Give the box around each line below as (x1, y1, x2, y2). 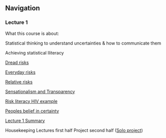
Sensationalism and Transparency (5, 88, 75, 94)
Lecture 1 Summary (5, 117, 45, 123)
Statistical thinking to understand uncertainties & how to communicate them (5, 40, 161, 46)
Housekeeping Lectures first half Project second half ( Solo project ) (5, 127, 143, 133)
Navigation (5, 4, 40, 12)
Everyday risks (5, 69, 36, 75)
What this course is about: (5, 30, 59, 36)
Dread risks (5, 59, 29, 65)
